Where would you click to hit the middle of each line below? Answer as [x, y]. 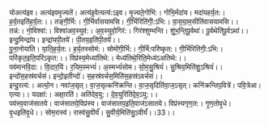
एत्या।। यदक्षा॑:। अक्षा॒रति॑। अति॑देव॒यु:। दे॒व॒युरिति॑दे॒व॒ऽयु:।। [84, 94]
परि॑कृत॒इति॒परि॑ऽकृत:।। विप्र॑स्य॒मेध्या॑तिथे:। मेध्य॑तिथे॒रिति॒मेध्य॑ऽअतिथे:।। [98, 58]
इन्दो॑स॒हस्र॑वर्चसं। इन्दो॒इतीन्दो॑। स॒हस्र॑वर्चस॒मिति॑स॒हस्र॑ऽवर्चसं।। [86, 76]
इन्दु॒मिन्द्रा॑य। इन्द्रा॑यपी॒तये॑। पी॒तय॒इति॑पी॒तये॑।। [65, 40]
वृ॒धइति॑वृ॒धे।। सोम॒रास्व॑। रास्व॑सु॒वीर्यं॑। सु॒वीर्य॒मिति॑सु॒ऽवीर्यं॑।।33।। [92, 112]
